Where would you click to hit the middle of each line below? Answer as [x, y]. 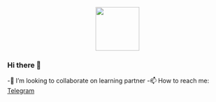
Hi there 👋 [24, 65]
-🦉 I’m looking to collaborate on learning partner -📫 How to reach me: [108, 81]
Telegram [21, 91]
